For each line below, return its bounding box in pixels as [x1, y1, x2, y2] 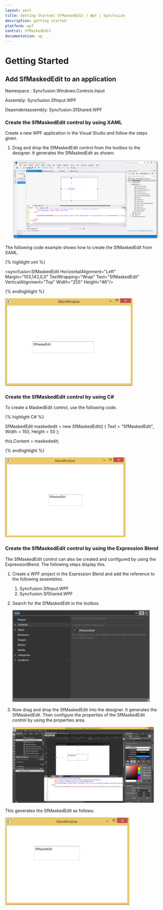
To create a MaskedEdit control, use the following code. [5, 404, 117, 411]
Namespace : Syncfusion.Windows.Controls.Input [5, 88, 105, 93]
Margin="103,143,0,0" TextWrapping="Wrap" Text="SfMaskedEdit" [5, 274, 140, 280]
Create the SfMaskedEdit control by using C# [5, 393, 114, 400]
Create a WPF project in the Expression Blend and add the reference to [12, 571, 155, 577]
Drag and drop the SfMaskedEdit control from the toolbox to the [12, 145, 141, 151]
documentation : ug [5, 34, 42, 39]
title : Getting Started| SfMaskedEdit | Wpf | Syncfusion [5, 13, 125, 18]
